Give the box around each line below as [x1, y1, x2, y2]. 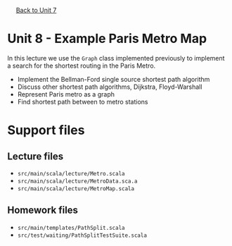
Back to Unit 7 [15, 6, 57, 14]
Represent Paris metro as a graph [17, 90, 115, 98]
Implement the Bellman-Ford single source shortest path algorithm [17, 75, 210, 83]
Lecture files [7, 150, 64, 162]
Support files [7, 123, 85, 138]
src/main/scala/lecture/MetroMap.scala [17, 185, 135, 192]
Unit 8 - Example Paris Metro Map [7, 31, 207, 47]
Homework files [7, 204, 79, 216]
